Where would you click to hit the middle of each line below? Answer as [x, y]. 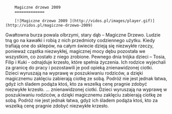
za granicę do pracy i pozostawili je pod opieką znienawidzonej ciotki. [79, 68]
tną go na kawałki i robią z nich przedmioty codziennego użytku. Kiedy [80, 40]
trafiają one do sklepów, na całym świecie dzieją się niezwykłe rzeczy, [80, 46]
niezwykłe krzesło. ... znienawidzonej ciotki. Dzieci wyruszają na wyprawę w [86, 89]
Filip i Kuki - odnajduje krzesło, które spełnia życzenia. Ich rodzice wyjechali [85, 62]
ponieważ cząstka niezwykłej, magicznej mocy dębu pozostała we [75, 51]
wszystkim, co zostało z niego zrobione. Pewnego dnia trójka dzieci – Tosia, [85, 57]
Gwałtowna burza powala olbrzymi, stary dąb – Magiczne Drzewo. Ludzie [83, 35]
